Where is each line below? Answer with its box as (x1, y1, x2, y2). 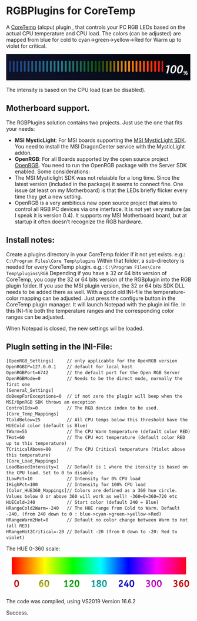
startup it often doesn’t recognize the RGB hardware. (14, 218, 143, 225)
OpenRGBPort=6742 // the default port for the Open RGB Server (6, 370, 181, 376)
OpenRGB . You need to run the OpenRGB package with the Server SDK (14, 161, 187, 169)
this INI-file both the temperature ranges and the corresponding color (6, 307, 175, 314)
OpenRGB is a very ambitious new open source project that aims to (14, 199, 178, 206)
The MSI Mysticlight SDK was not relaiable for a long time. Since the (14, 174, 180, 181)
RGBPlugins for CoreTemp (6, 4, 136, 18)
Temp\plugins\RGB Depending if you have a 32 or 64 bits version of (6, 269, 167, 276)
